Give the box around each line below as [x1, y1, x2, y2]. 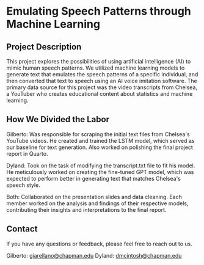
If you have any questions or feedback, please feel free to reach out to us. [6, 240, 192, 247]
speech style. [6, 181, 41, 189]
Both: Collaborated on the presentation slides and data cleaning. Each [6, 193, 182, 200]
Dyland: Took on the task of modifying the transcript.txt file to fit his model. [6, 162, 195, 169]
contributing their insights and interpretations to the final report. [6, 206, 167, 213]
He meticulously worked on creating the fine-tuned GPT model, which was [6, 168, 194, 175]
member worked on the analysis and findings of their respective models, [6, 200, 189, 207]
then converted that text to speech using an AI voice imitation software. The [6, 78, 197, 84]
